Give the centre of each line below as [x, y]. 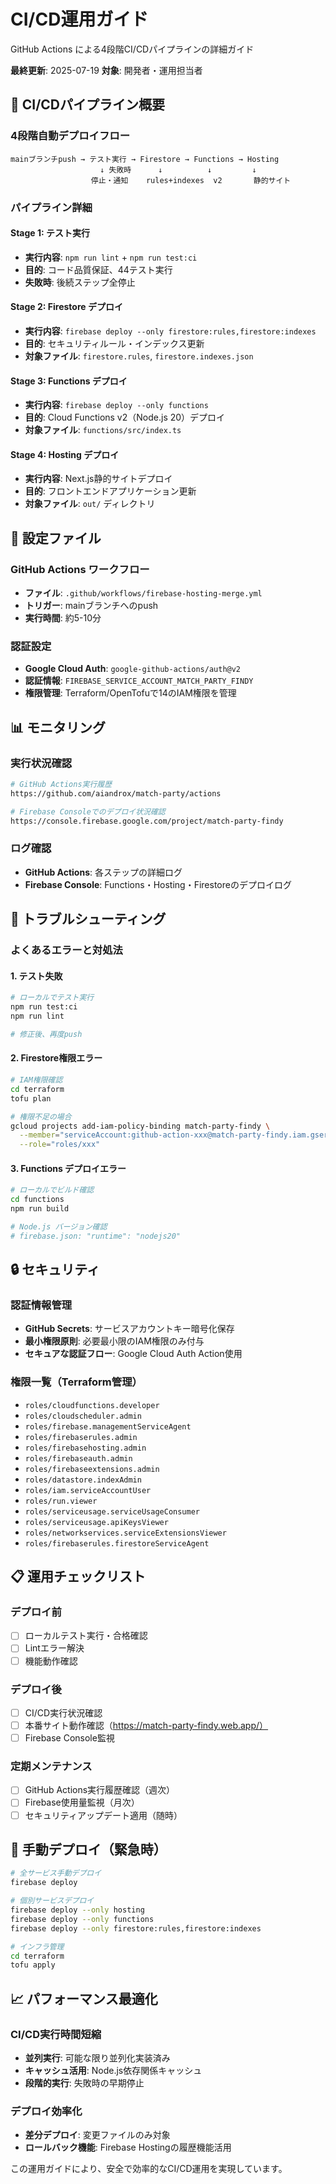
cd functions [37, 1200]
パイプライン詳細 [51, 207]
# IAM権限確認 [36, 1080]
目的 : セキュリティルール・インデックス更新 [114, 343]
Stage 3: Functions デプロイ [69, 381]
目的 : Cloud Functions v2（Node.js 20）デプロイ [125, 417]
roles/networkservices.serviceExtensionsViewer [125, 1533]
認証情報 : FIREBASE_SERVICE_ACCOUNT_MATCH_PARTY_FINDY [139, 681]
